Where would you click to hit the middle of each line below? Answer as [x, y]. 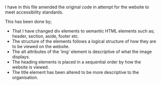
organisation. [25, 77]
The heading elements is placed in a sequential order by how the [76, 62]
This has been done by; [29, 22]
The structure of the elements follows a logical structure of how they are [84, 41]
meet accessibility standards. [34, 12]
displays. [21, 57]
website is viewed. [30, 67]
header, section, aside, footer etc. [45, 36]
